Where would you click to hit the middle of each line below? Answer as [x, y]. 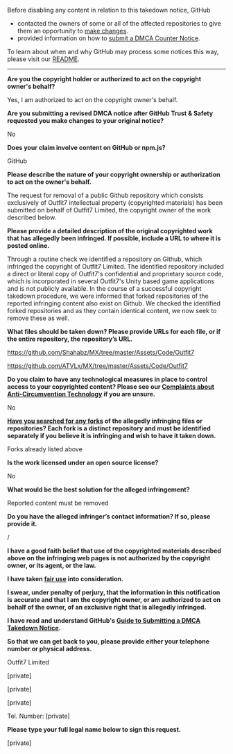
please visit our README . [43, 59]
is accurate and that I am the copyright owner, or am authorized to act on [114, 600]
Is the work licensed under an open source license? [83, 462]
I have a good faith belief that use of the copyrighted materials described [114, 551]
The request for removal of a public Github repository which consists [105, 195]
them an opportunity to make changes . [72, 31]
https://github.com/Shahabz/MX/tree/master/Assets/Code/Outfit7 [101, 352]
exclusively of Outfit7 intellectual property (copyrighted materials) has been [115, 203]
